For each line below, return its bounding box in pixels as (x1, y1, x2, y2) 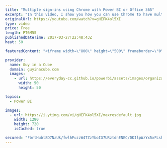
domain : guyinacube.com (9, 67, 59, 72)
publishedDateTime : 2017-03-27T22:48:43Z (5, 35, 92, 40)
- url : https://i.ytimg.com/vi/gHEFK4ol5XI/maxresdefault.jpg (9, 112, 141, 117)
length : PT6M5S (5, 30, 37, 35)
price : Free (5, 26, 30, 31)
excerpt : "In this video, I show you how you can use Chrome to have (5, 12, 153, 17)
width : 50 (18, 80, 39, 86)
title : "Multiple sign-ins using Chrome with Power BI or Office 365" (5, 7, 155, 12)
